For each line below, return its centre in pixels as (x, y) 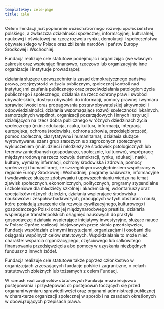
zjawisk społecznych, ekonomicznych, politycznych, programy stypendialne (82, 183)
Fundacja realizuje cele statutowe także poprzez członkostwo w (70, 260)
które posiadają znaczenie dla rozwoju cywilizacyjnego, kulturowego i (75, 204)
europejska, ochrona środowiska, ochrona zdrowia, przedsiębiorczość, (77, 131)
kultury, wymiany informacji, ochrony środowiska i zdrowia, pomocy (73, 162)
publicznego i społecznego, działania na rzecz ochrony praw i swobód (76, 94)
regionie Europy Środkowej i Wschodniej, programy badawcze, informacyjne (82, 172)
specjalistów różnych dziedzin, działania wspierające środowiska (70, 193)
